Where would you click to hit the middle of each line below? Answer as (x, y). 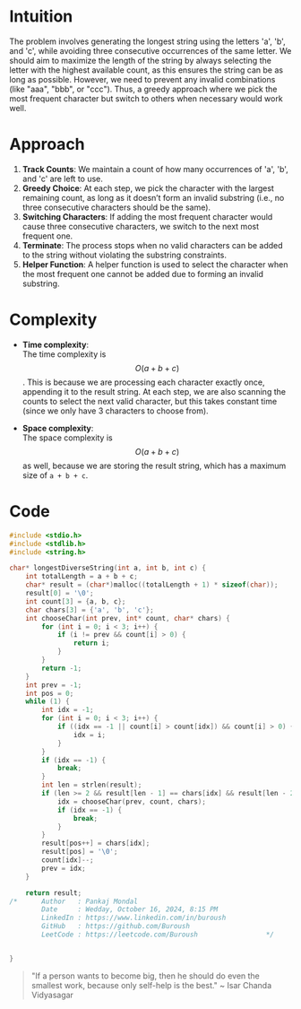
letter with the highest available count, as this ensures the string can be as (146, 70)
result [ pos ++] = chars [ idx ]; (96, 844)
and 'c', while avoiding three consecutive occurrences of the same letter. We (150, 50)
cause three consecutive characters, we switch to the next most (141, 226)
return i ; (91, 643)
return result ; (54, 893)
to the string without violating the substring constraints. (124, 255)
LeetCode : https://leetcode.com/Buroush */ (158, 935)
